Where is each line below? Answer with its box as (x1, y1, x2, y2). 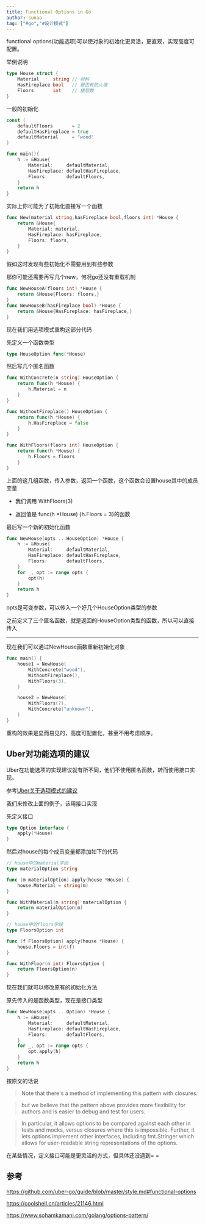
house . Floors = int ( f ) (17, 944, 75, 950)
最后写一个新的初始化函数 (6, 523, 71, 531)
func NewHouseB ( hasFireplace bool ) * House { (6, 303, 121, 309)
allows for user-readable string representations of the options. (21, 1139, 178, 1146)
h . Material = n (28, 386, 67, 392)
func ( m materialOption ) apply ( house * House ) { (6, 877, 130, 883)
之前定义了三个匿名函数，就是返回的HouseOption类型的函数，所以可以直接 (6, 617, 195, 624)
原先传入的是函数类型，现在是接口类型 (6, 997, 103, 1004)
